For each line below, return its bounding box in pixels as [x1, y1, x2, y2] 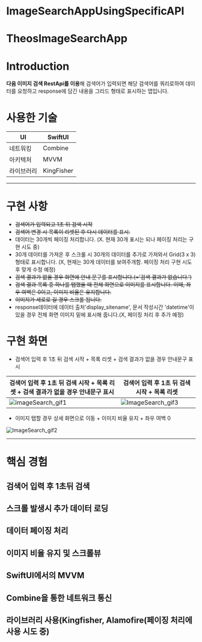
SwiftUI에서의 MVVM [6, 570, 85, 581]
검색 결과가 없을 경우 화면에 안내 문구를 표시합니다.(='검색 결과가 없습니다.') [14, 273, 192, 281]
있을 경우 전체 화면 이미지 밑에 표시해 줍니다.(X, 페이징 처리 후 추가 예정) [14, 311, 185, 319]
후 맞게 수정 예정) [14, 266, 56, 273]
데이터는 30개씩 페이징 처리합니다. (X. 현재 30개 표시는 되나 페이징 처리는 [14, 236, 188, 243]
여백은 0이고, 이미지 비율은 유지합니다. [21, 288, 112, 296]
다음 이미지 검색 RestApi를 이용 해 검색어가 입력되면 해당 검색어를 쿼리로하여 [6, 80, 185, 87]
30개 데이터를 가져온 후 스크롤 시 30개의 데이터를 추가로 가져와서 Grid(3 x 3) [14, 251, 196, 258]
